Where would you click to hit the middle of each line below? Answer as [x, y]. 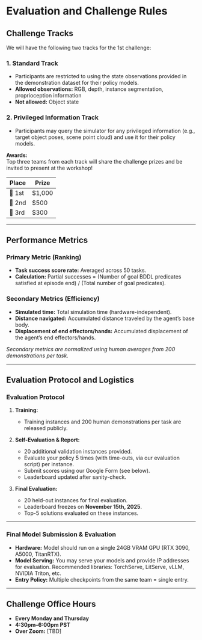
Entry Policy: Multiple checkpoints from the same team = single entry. [102, 579]
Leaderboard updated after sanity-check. [75, 477]
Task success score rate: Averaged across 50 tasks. [81, 270]
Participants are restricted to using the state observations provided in [101, 76]
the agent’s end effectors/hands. [55, 337]
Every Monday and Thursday [52, 618]
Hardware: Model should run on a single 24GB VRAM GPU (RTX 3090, [103, 547]
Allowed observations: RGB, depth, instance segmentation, [89, 89]
